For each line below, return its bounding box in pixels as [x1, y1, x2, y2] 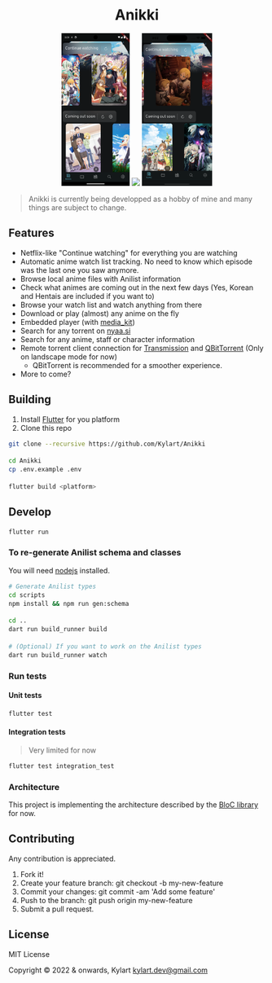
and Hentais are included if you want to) [20, 291, 155, 301]
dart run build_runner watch [8, 651, 107, 659]
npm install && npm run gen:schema [8, 599, 129, 608]
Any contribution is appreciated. [8, 854, 116, 863]
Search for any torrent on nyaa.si [20, 326, 131, 336]
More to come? [20, 369, 72, 379]
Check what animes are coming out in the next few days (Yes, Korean [20, 283, 254, 292]
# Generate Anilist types [8, 582, 96, 590]
